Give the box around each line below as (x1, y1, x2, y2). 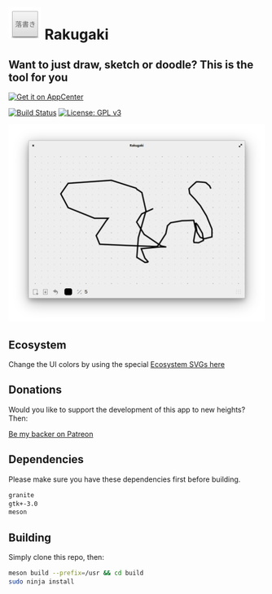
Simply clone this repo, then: (8, 553, 104, 562)
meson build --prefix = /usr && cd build (8, 569, 144, 578)
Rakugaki (44, 25, 109, 44)
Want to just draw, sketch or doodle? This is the (8, 58, 254, 72)
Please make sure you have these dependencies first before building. (8, 474, 241, 484)
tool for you (8, 70, 68, 84)
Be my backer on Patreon (8, 429, 94, 439)
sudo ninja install (8, 577, 75, 586)
